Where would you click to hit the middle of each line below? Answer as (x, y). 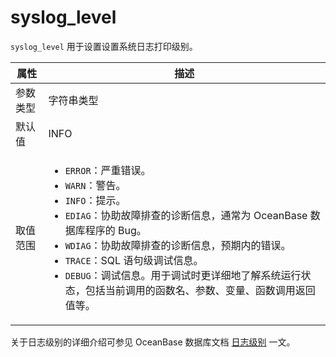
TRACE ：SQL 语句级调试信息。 (134, 260)
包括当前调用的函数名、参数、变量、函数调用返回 (200, 290)
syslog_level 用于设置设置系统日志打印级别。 (104, 46)
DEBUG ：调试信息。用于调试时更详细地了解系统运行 (183, 275)
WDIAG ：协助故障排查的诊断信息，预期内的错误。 (178, 245)
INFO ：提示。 (95, 200)
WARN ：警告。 (95, 185)
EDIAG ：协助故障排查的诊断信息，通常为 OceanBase (186, 215)
